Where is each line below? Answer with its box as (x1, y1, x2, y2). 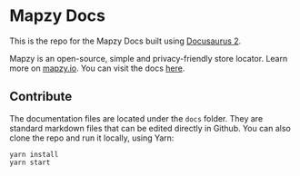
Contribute (9, 89, 73, 104)
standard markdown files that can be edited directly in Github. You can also (9, 122, 291, 133)
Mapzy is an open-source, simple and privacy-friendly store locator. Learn (9, 53, 288, 64)
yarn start (9, 158, 51, 167)
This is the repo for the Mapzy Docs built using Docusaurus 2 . (9, 35, 242, 46)
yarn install (9, 150, 59, 159)
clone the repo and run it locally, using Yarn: (9, 132, 175, 143)
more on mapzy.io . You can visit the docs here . (9, 63, 185, 73)
